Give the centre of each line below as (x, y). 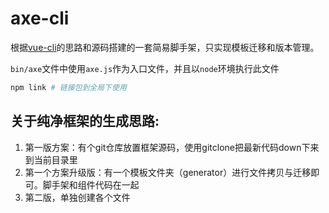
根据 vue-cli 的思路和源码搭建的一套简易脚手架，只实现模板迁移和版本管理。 (165, 47)
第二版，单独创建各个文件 (77, 197)
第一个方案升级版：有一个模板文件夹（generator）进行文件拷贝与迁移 (168, 172)
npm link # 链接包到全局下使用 (68, 87)
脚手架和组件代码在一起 (91, 184)
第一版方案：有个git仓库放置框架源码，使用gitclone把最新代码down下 (167, 147)
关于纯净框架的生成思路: (85, 121)
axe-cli (40, 18)
